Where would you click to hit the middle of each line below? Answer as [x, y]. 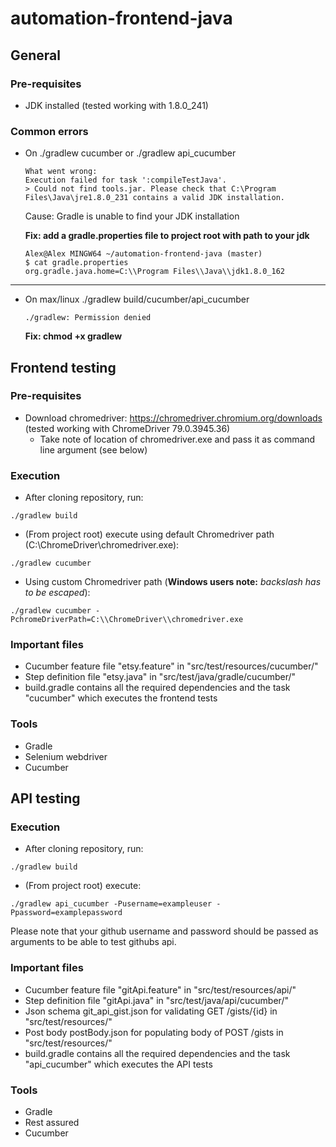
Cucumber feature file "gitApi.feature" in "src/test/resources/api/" [160, 989]
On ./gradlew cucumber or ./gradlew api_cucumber [130, 153]
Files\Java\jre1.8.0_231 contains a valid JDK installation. [155, 198]
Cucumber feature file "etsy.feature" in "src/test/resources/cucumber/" [171, 666]
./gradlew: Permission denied [88, 318]
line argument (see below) [93, 449]
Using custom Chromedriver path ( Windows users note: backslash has [173, 582]
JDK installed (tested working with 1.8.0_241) [116, 105]
